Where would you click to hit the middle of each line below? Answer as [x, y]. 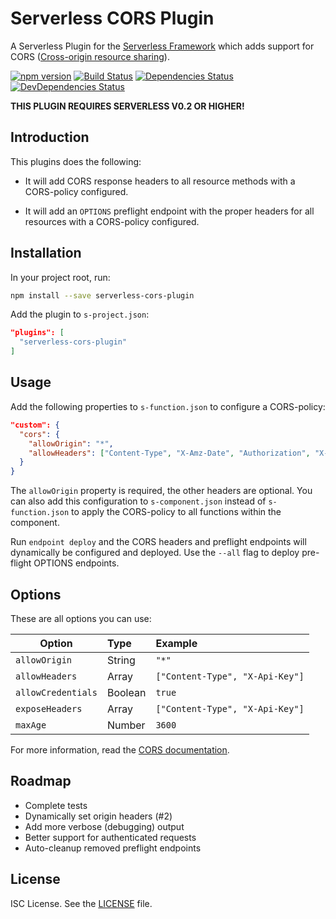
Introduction [50, 137]
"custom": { [35, 425]
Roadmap [41, 781]
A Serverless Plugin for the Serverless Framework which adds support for [162, 46]
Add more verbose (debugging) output [104, 826]
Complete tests [56, 805]
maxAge [31, 725]
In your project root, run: [60, 277]
